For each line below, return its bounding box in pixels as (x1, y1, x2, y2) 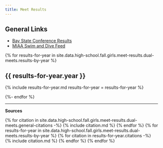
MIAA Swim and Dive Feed (12, 43, 65, 49)
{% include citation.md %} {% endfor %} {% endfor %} (5, 138, 115, 144)
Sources (5, 108, 23, 114)
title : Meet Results (5, 7, 47, 12)
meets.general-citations (5, 122, 53, 129)
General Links (5, 25, 48, 33)
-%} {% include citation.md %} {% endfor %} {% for (53, 122, 158, 129)
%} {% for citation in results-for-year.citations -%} (50, 133, 151, 139)
